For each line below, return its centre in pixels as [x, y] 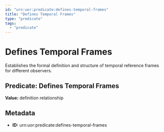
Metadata [20, 113]
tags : [11, 23]
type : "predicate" [24, 19]
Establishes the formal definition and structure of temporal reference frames [82, 66]
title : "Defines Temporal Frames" [41, 14]
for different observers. [29, 71]
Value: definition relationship [34, 98]
